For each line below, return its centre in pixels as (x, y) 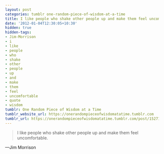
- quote (13, 101)
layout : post (18, 10)
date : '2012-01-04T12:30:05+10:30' (41, 23)
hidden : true (18, 28)
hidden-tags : (18, 32)
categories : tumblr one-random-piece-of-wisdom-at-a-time (65, 14)
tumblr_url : (17, 119)
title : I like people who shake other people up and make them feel (76, 19)
